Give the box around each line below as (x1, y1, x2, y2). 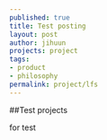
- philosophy (9, 72, 58, 81)
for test (9, 122, 36, 133)
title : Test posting (9, 22, 87, 31)
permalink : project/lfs (9, 80, 99, 89)
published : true (9, 13, 70, 22)
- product (9, 64, 47, 73)
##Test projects (9, 104, 68, 115)
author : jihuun (9, 38, 67, 48)
